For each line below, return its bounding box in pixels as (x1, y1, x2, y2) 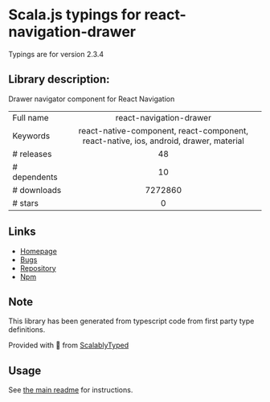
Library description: (8, 72, 110, 86)
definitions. (8, 325, 46, 334)
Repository (19, 263, 56, 273)
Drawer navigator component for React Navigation (8, 94, 175, 104)
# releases (12, 148, 52, 159)
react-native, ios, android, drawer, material (82, 135, 245, 146)
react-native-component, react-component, (78, 125, 249, 136)
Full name (12, 112, 50, 123)
